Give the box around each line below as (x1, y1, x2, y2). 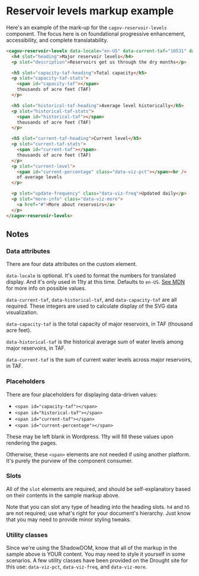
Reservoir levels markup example (6, 4, 174, 18)
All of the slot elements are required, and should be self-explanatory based (6, 485, 191, 492)
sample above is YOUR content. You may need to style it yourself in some (6, 550, 185, 558)
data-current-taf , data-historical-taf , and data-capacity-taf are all (6, 296, 177, 303)
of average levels (17, 174, 62, 180)
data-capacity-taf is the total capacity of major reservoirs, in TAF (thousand (6, 320, 193, 328)
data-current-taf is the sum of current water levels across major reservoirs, (6, 356, 192, 364)
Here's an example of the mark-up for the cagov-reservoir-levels (6, 24, 168, 31)
